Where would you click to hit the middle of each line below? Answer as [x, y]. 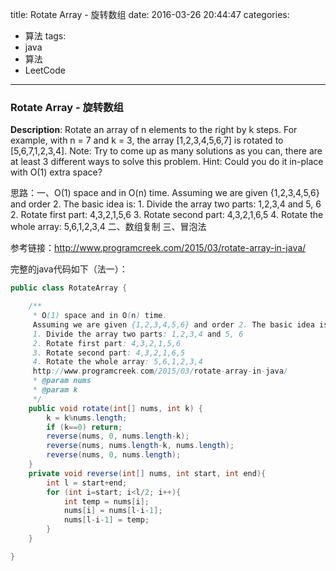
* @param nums [62, 381]
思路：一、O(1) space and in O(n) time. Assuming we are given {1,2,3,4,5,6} [165, 193]
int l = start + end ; [87, 483]
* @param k [55, 390]
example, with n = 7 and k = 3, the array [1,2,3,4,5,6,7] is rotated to [147, 140]
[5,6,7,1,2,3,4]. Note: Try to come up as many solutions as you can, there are [166, 151]
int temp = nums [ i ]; [106, 501]
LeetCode [45, 70]
